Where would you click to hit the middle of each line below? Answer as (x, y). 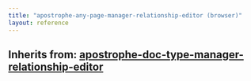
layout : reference (38, 23)
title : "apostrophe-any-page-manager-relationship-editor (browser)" (125, 15)
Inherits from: (43, 55)
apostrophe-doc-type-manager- (161, 55)
